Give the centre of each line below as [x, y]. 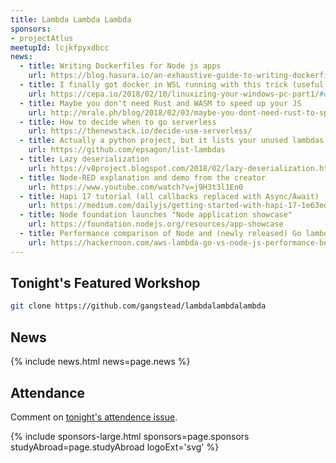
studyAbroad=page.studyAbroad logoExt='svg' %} [115, 447]
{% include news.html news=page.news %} [100, 362]
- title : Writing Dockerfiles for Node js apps [120, 66]
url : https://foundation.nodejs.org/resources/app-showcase [156, 224]
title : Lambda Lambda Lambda [71, 19]
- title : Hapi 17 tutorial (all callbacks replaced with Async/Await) [169, 196]
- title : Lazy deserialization [84, 159]
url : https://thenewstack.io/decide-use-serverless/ [140, 131]
